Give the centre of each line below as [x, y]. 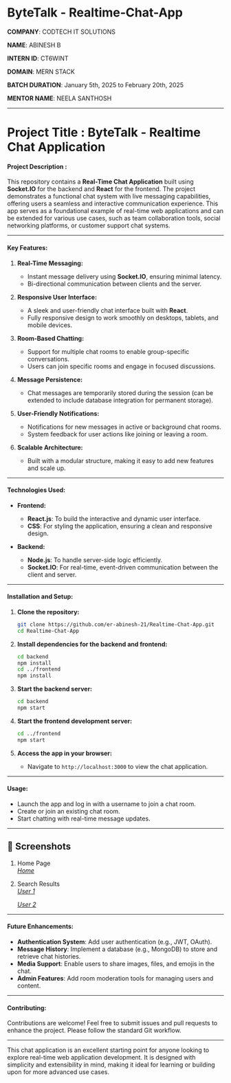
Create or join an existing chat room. [68, 811]
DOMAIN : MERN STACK [41, 71]
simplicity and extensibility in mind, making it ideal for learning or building [111, 1065]
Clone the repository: [48, 612]
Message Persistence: [50, 379]
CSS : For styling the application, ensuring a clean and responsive [120, 526]
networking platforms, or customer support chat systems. [89, 225]
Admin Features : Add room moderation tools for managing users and [115, 978]
